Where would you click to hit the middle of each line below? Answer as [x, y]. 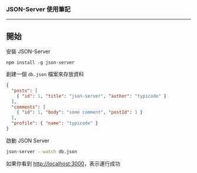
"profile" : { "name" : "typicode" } [55, 123]
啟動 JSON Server [28, 140]
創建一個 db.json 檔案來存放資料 [45, 74]
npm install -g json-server [40, 63]
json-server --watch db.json [42, 151]
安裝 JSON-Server [28, 51]
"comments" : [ [28, 107]
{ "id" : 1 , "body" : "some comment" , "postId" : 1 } [80, 112]
